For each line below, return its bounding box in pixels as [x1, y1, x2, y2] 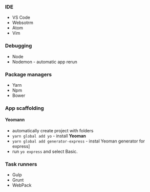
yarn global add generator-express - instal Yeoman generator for [12, 138, 145, 144]
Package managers [5, 71, 52, 78]
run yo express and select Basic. [12, 148, 78, 155]
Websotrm [12, 20, 33, 25]
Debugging [5, 43, 32, 49]
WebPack [12, 182, 32, 188]
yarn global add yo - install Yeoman [12, 133, 86, 139]
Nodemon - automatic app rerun [12, 59, 77, 65]
